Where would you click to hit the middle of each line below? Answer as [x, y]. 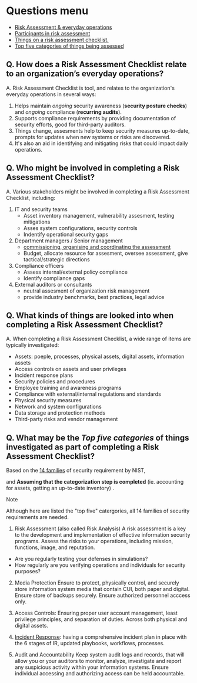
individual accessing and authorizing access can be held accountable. [100, 674]
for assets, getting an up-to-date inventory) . [60, 488]
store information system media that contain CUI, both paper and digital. [102, 589]
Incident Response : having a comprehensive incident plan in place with [101, 637]
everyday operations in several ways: [51, 94]
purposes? [28, 572]
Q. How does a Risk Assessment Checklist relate [96, 65]
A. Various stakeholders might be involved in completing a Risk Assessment [98, 191]
